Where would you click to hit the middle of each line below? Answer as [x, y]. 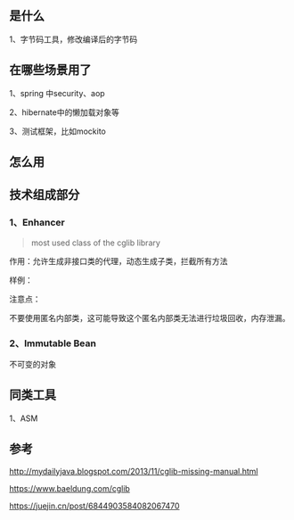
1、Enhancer [37, 223]
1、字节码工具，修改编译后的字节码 [73, 39]
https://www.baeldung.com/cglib [70, 488]
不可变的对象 [33, 364]
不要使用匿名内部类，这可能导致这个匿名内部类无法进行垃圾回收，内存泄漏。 [150, 318]
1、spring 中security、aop [57, 93]
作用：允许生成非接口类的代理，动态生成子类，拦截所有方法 [118, 260]
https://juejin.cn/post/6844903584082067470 [94, 506]
